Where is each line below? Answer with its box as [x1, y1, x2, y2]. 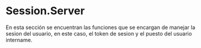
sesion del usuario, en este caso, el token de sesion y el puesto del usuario [5, 30, 193, 37]
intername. [5, 36, 33, 43]
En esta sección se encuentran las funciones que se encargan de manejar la [5, 24, 196, 31]
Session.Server [5, 4, 85, 18]
